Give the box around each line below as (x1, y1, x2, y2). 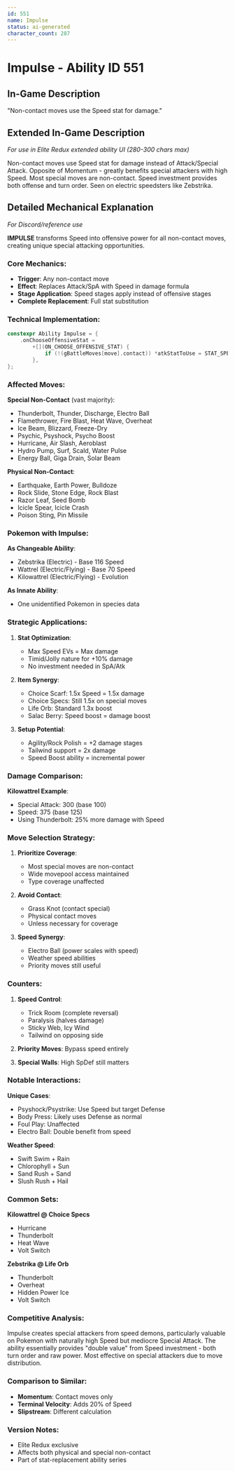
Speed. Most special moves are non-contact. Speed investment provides (7, 174, 218, 182)
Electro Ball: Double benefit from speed (17, 1127, 131, 1136)
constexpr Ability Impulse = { (7, 330, 99, 337)
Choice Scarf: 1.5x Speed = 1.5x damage (27, 689, 145, 698)
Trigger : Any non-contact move (17, 275, 110, 283)
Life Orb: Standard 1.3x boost (27, 704, 113, 712)
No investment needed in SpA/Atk (27, 662, 126, 670)
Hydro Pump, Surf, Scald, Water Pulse (17, 447, 127, 455)
